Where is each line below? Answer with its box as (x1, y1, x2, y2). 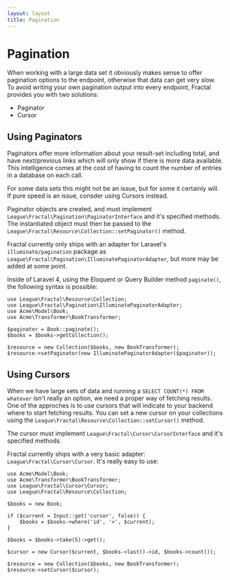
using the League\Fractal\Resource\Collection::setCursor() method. (7, 416, 205, 424)
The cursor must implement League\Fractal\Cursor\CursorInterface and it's (7, 430, 223, 438)
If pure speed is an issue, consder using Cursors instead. (7, 192, 169, 200)
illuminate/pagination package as (7, 248, 106, 256)
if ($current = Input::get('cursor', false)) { (7, 513, 146, 520)
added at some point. (7, 262, 67, 270)
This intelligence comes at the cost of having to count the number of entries (7, 164, 222, 172)
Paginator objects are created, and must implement (7, 205, 152, 213)
